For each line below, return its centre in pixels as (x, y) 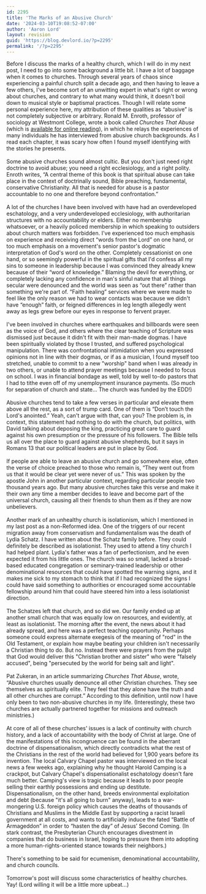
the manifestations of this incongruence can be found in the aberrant (93, 741)
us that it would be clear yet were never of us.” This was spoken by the (96, 474)
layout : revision (29, 35)
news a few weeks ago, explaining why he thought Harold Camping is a (97, 767)
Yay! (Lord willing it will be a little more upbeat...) (68, 884)
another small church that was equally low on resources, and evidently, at (99, 617)
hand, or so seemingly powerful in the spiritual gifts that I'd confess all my (100, 259)
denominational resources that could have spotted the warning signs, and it (102, 571)
